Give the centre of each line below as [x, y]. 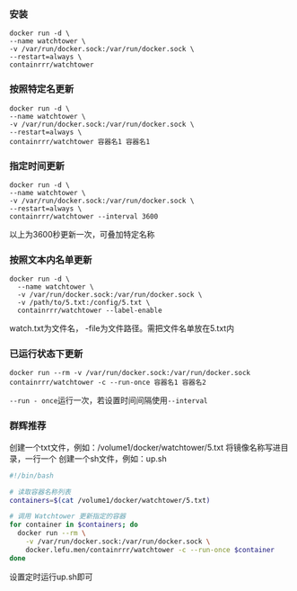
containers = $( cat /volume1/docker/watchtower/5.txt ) [110, 500]
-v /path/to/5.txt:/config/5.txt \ [84, 303]
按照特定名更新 [42, 89]
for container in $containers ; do [74, 525]
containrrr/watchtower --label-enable [90, 311]
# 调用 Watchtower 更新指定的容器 [68, 516]
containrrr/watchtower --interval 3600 [84, 216]
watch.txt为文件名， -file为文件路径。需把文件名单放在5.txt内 [122, 328]
